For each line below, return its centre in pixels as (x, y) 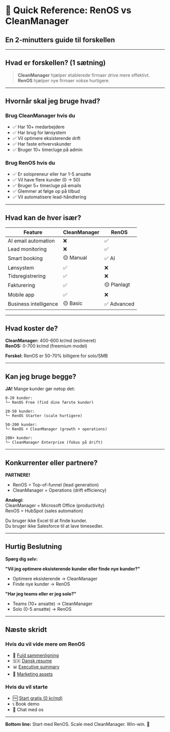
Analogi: (14, 500)
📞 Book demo (26, 704)
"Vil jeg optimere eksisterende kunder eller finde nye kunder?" (73, 569)
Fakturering (22, 285)
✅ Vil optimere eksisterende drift (47, 138)
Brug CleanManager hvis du (40, 116)
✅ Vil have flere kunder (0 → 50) (47, 180)
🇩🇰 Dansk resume (32, 660)
